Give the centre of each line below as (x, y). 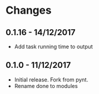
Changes (28, 10)
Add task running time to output (54, 46)
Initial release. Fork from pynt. (51, 79)
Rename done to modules (46, 86)
